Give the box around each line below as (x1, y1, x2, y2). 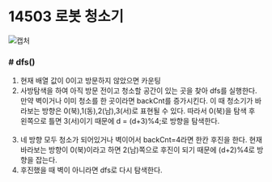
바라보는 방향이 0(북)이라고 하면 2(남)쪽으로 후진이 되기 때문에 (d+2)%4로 (19, 145, 255, 154)
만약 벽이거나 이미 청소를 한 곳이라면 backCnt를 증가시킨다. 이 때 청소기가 (19, 96, 253, 106)
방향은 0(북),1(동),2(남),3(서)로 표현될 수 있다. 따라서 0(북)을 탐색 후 (41, 106, 256, 116)
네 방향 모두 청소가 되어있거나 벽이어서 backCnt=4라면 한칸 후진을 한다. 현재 (19, 135, 263, 145)
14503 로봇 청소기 (8, 7, 124, 26)
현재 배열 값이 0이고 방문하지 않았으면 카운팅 (19, 76, 161, 86)
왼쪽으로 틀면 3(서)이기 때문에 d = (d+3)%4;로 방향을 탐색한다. (19, 116, 220, 126)
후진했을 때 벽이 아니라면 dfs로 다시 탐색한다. (19, 165, 164, 175)
